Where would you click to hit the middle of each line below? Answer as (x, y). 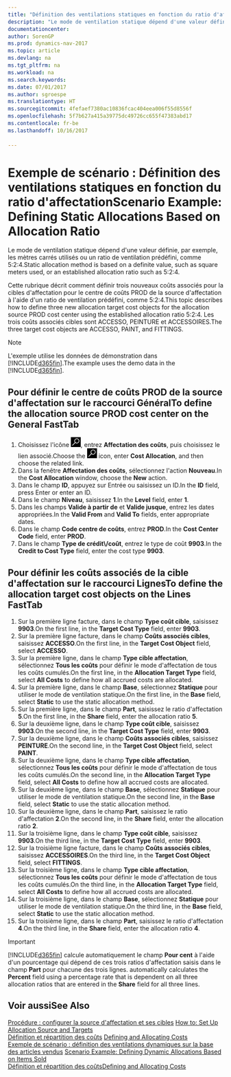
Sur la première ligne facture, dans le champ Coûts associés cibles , (114, 636)
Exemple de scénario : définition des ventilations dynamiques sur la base (111, 1044)
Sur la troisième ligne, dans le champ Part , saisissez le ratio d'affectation (120, 921)
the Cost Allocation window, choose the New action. (93, 478)
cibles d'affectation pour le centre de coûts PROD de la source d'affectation (115, 293)
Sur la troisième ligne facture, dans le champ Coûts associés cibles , (114, 848)
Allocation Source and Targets (50, 1030)
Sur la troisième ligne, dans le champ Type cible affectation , (103, 870)
